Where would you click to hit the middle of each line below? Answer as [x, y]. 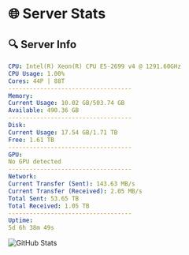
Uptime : [21, 221]
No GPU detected [35, 162]
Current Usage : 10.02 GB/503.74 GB [67, 103]
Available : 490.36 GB [44, 111]
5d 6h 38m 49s [31, 228]
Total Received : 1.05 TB [49, 206]
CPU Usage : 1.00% [37, 73]
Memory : [21, 96]
